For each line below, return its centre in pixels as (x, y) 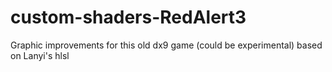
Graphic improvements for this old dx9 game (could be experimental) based (166, 45)
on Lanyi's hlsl (40, 55)
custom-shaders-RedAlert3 (128, 17)
